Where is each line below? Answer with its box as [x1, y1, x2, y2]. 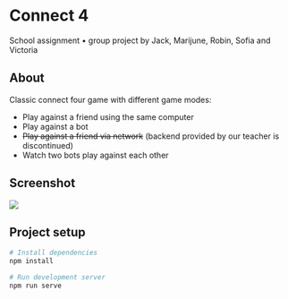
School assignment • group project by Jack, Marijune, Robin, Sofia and [9, 35, 271, 46]
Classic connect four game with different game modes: [9, 94, 212, 105]
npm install [9, 257, 54, 266]
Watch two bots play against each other [21, 149, 169, 160]
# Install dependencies [9, 248, 98, 258]
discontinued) [21, 140, 74, 150]
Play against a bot [21, 121, 89, 132]
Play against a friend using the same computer [21, 111, 194, 122]
